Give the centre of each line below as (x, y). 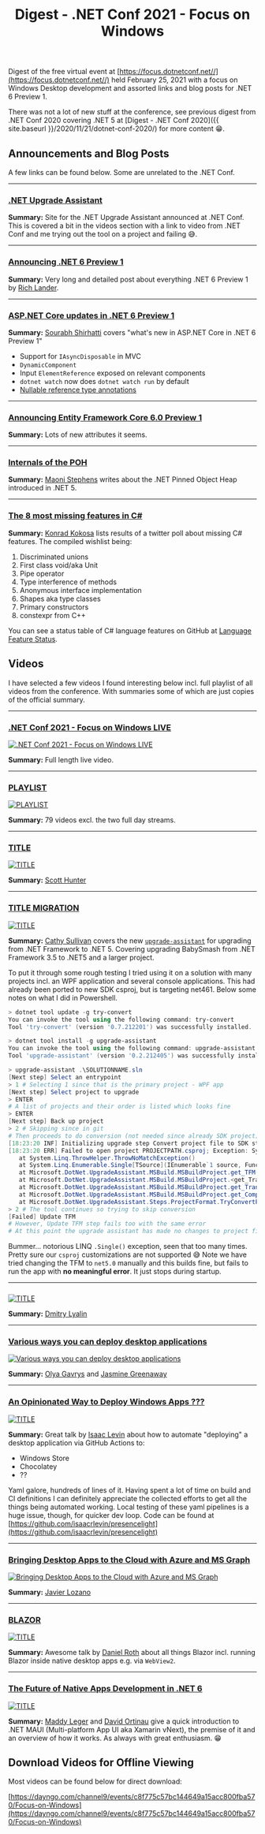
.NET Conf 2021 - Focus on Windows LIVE (90, 727)
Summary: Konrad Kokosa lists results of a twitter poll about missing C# (125, 533)
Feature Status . (33, 639)
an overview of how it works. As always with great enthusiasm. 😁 (115, 1738)
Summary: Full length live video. (61, 759)
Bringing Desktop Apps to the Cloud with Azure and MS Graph (129, 1560)
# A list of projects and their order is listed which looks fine (119, 1107)
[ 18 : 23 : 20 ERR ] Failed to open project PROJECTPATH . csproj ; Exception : (128, 1150)
